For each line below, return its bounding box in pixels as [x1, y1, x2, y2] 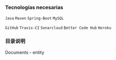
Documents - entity [5, 49, 44, 55]
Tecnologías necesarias [5, 4, 63, 11]
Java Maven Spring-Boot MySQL [5, 16, 64, 21]
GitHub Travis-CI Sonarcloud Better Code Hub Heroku [5, 26, 112, 30]
